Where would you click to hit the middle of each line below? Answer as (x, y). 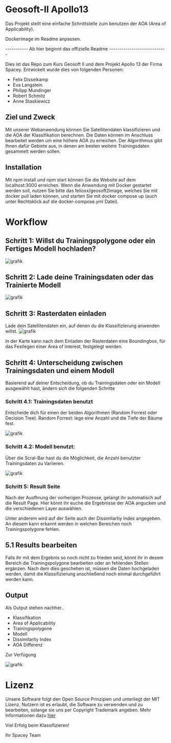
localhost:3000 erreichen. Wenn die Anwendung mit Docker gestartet (78, 185)
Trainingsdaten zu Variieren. (35, 463)
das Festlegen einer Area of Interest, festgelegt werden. (64, 346)
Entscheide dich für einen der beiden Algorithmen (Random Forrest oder (81, 413)
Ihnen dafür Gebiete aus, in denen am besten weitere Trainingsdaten (77, 146)
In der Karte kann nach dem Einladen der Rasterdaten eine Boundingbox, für (86, 341)
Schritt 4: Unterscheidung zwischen (64, 363)
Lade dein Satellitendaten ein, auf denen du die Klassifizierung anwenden (82, 326)
